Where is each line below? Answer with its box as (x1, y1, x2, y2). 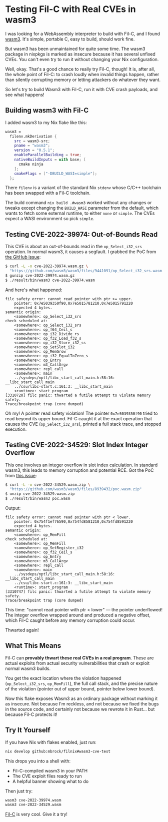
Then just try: (5, 788, 33, 794)
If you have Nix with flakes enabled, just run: (5, 739, 96, 745)
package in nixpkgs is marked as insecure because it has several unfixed (5, 51, 156, 57)
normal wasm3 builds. (5, 665, 51, 671)
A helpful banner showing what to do (12, 778, 89, 784)
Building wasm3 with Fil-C (5, 106, 89, 115)
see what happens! (5, 92, 44, 98)
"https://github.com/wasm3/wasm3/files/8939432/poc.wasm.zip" (9, 487, 142, 492)
